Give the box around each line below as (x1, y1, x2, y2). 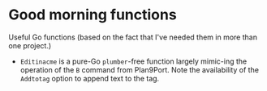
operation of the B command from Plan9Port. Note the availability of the (19, 64, 260, 74)
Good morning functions (8, 6, 177, 24)
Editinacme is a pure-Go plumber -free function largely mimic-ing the (19, 56, 248, 66)
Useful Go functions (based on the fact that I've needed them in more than (8, 32, 258, 42)
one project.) (8, 40, 52, 50)
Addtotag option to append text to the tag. (19, 73, 160, 83)
